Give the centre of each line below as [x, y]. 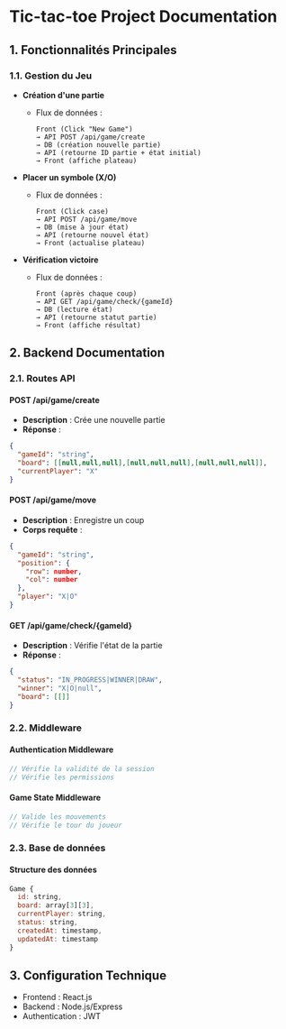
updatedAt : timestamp [58, 939]
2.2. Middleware [46, 728]
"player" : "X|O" [48, 597]
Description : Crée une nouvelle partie [94, 420]
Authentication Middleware [62, 749]
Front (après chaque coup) [86, 294]
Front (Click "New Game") [84, 129]
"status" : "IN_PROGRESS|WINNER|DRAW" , [90, 680]
